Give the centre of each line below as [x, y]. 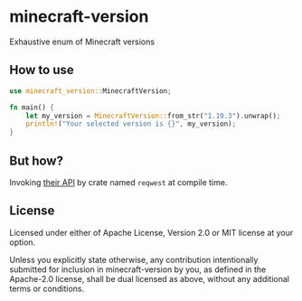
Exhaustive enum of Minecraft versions [82, 42]
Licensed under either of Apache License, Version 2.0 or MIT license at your [151, 232]
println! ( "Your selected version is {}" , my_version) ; [131, 124]
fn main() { [32, 107]
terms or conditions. [47, 288]
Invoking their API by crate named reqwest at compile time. [118, 182]
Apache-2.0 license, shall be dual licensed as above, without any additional [149, 278]
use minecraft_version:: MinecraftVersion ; [90, 91]
